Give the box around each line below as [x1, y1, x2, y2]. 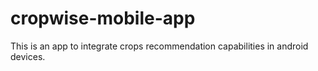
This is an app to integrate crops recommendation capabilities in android [10, 40, 309, 52]
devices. [10, 50, 46, 62]
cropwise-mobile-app [10, 7, 196, 30]
